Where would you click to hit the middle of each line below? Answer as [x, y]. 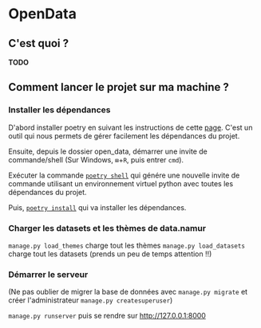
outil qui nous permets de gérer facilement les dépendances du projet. [124, 135]
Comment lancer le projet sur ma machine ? [119, 87]
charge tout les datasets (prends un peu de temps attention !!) [110, 254]
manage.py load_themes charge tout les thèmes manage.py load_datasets [127, 245]
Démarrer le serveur [48, 274]
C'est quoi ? [39, 43]
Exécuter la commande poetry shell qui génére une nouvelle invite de [124, 175]
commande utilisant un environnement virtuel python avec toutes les [121, 183]
